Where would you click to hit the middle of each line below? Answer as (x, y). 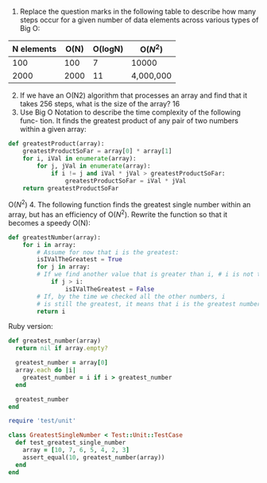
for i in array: (50, 245)
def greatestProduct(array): (56, 144)
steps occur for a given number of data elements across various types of (139, 20)
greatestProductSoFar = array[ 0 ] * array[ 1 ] (97, 151)
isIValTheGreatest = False (110, 289)
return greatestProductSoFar (71, 188)
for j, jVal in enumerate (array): (94, 166)
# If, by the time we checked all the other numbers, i (131, 296)
